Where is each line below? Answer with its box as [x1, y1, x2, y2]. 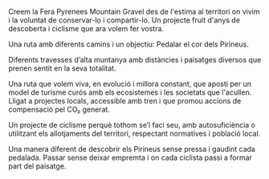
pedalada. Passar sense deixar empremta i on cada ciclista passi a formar [8, 153, 253, 162]
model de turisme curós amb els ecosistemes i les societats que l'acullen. [8, 87, 252, 97]
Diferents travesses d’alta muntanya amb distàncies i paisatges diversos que [8, 55, 262, 64]
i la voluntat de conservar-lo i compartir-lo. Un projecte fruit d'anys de [8, 15, 241, 25]
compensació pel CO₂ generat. [8, 104, 111, 114]
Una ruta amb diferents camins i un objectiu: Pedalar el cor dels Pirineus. [8, 39, 249, 49]
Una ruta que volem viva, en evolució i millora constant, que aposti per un [8, 79, 251, 88]
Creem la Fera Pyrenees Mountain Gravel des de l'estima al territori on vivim [8, 7, 260, 16]
